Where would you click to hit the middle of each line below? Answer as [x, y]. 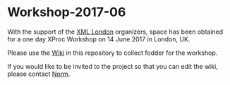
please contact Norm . [39, 74]
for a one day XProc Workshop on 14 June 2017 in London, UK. [99, 39]
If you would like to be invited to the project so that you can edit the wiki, [113, 66]
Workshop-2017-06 [67, 12]
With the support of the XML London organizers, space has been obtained [115, 32]
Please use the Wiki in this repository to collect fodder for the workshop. [113, 53]
